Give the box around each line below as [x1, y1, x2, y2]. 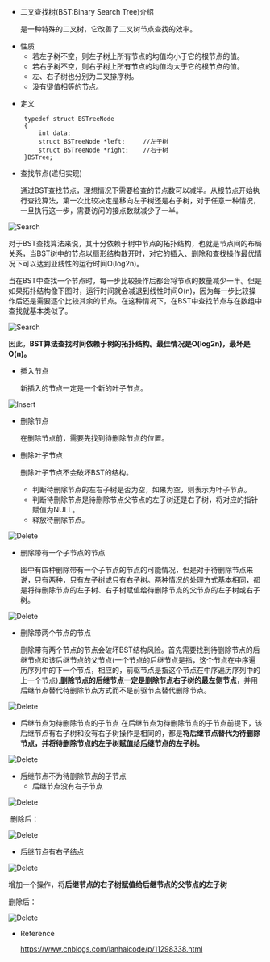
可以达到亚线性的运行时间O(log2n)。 [22, 259, 144, 268]
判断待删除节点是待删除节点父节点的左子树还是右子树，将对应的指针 [31, 495, 259, 504]
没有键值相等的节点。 [31, 82, 103, 91]
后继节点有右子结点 [19, 847, 85, 856]
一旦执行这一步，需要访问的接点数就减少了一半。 [19, 206, 183, 215]
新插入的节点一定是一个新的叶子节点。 [19, 383, 147, 393]
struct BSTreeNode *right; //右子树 [38, 146, 169, 154]
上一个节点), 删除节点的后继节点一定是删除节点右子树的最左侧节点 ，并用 [19, 675, 258, 684]
